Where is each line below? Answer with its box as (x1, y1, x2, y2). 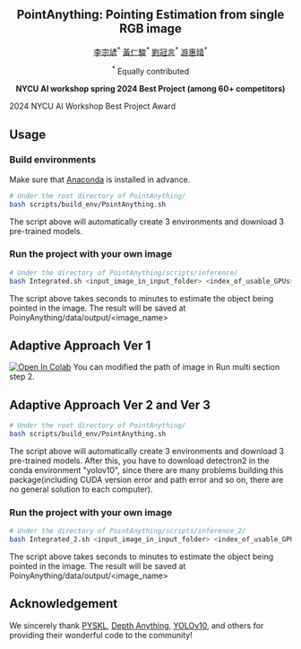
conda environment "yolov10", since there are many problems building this (9, 464, 284, 475)
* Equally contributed (111, 65, 190, 77)
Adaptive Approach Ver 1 (9, 338, 151, 353)
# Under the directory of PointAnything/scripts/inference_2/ (9, 527, 246, 536)
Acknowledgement (9, 596, 118, 611)
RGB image (119, 22, 182, 37)
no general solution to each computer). (9, 484, 153, 495)
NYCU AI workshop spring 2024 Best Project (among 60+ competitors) (15, 83, 286, 94)
